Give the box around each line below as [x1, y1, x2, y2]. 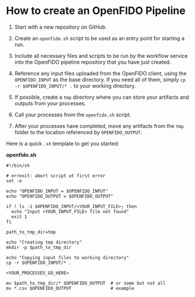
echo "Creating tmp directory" [6, 239, 82, 245]
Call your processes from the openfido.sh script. [14, 111, 131, 118]
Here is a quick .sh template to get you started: [6, 140, 120, 147]
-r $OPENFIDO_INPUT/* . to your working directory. [14, 82, 136, 89]
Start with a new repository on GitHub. [14, 23, 107, 30]
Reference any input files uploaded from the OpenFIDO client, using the [14, 70, 187, 77]
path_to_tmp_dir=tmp [6, 229, 57, 235]
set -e [6, 178, 22, 184]
